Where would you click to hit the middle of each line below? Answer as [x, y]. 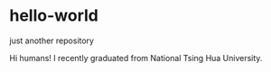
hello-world [54, 16]
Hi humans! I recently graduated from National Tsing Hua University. [136, 58]
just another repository [52, 40]
